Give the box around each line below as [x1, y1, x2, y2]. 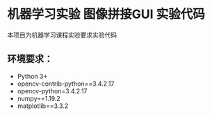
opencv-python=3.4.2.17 [17, 86, 88, 95]
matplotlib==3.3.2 [17, 102, 69, 110]
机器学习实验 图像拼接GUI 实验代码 [7, 6, 205, 22]
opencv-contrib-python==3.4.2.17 [17, 79, 115, 88]
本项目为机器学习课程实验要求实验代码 [7, 31, 117, 39]
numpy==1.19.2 [17, 94, 60, 102]
